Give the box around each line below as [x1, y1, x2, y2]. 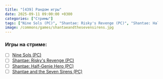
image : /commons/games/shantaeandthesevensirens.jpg [5, 25, 114, 30]
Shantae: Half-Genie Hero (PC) [12, 63, 74, 69]
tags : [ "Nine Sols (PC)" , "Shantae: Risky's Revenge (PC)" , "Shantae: [5, 20, 151, 26]
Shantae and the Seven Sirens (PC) [12, 68, 82, 74]
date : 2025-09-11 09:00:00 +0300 [5, 12, 73, 16]
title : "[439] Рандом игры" [5, 7, 62, 12]
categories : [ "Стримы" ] [5, 16, 53, 21]
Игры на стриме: [5, 41, 47, 48]
